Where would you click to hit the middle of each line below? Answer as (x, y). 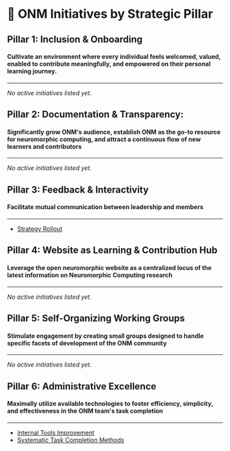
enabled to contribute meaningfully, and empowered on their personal (109, 64)
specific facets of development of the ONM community (87, 343)
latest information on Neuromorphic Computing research (90, 275)
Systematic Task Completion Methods (71, 440)
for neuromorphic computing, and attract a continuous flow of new (104, 139)
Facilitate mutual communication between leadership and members (105, 207)
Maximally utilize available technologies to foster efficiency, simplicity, (110, 404)
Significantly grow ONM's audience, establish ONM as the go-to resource (114, 132)
